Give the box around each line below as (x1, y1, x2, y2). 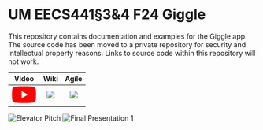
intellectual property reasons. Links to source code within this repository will (8, 48, 256, 58)
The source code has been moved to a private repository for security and (8, 39, 246, 49)
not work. (8, 57, 39, 66)
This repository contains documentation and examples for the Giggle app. (8, 32, 247, 41)
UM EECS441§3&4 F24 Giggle (8, 6, 206, 24)
